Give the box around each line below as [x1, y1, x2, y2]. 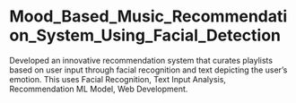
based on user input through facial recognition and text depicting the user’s [9, 64, 288, 75]
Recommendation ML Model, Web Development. [9, 83, 188, 94]
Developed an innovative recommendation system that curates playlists [9, 55, 274, 65]
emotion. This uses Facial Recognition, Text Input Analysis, [9, 73, 227, 84]
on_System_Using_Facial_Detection [9, 25, 281, 46]
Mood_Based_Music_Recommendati [9, 6, 288, 27]
